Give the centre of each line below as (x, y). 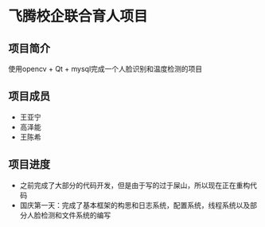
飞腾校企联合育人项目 (78, 16)
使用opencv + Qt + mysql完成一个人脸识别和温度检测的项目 (105, 69)
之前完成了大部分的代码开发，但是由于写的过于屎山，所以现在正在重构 (135, 185)
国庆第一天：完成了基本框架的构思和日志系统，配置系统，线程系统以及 (135, 205)
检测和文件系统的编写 (76, 215)
